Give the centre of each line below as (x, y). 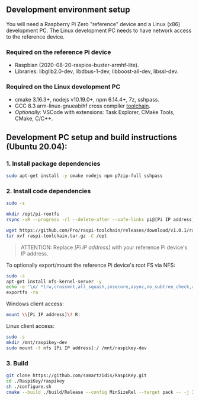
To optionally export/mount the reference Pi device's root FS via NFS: (91, 265)
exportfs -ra (22, 293)
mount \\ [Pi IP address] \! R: (44, 315)
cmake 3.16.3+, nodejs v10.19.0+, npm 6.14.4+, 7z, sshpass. (87, 100)
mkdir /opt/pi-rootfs (33, 214)
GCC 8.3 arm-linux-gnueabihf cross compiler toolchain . (83, 106)
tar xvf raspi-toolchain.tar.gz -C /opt (57, 236)
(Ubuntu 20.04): (37, 146)
